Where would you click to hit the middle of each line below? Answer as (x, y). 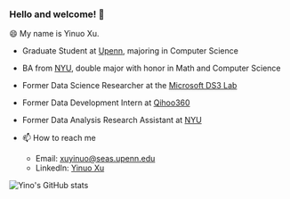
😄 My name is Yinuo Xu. (54, 34)
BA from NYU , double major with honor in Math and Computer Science (152, 68)
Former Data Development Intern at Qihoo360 (106, 103)
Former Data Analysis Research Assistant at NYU (112, 120)
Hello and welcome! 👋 (57, 14)
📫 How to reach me (59, 138)
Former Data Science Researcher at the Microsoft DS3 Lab (129, 86)
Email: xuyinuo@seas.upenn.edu (95, 159)
